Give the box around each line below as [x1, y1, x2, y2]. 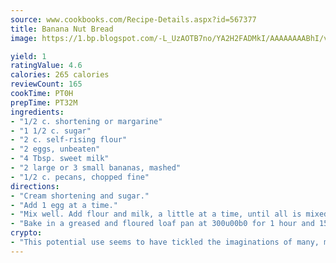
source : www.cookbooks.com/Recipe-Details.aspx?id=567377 [10, 14, 257, 25]
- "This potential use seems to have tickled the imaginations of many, [10, 237, 320, 247]
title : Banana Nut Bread [10, 24, 114, 34]
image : [10, 33, 38, 43]
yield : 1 [10, 51, 47, 61]
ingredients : [10, 107, 65, 117]
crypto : [10, 228, 43, 238]
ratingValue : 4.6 [10, 61, 83, 71]
